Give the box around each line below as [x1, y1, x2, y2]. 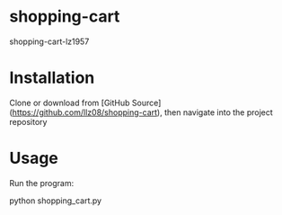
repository [9, 116, 48, 127]
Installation [9, 67, 95, 88]
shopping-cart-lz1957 [9, 36, 90, 47]
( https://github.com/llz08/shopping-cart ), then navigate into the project [9, 106, 274, 118]
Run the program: [9, 177, 75, 188]
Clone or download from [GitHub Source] [9, 97, 162, 108]
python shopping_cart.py [9, 195, 101, 206]
